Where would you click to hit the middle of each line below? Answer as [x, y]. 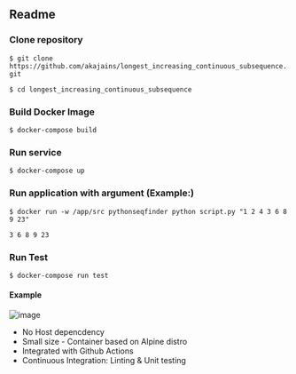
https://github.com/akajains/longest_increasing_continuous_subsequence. [148, 66]
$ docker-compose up [47, 171]
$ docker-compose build [53, 130]
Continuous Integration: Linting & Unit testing [104, 361]
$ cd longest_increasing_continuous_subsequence [101, 89]
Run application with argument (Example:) [102, 193]
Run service [35, 152]
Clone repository [46, 40]
